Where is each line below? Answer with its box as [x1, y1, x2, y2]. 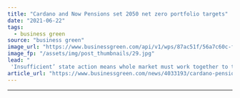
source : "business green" [7, 37, 84, 44]
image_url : [7, 43, 40, 50]
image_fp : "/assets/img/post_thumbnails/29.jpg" [7, 50, 155, 58]
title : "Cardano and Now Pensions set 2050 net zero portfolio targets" [7, 10, 229, 18]
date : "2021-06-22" [7, 17, 66, 24]
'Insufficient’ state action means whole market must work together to [10, 63, 229, 70]
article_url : [7, 70, 46, 77]
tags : [7, 23, 24, 31]
